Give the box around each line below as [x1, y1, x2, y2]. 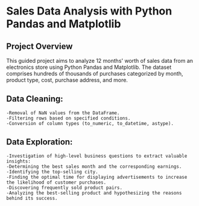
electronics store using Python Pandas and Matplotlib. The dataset [6, 63, 172, 71]
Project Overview [6, 41, 73, 51]
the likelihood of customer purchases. [6, 179, 107, 185]
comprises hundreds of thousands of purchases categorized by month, [6, 70, 183, 77]
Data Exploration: [6, 137, 73, 147]
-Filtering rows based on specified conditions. [6, 115, 131, 121]
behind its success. [6, 195, 58, 201]
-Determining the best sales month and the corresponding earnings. [6, 163, 182, 170]
